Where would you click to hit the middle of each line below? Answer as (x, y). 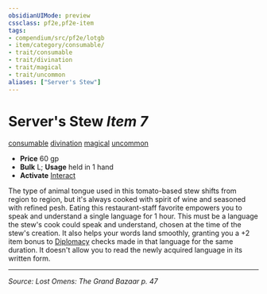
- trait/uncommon (37, 75)
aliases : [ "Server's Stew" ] (55, 82)
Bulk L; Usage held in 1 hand (66, 167)
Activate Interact (48, 176)
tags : (17, 30)
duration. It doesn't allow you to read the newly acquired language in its (125, 250)
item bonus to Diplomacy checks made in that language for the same (121, 242)
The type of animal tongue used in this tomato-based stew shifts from (122, 191)
